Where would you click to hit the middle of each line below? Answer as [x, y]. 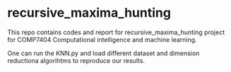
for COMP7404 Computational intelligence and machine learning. [102, 39]
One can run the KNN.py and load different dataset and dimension [103, 53]
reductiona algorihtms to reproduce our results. [76, 60]
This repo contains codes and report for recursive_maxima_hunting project [116, 32]
